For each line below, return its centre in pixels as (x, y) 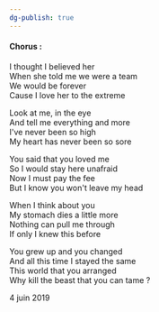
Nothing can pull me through (62, 224)
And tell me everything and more (70, 122)
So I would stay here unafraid (64, 169)
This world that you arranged (63, 271)
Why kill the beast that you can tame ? (80, 280)
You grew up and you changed (66, 251)
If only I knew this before (55, 234)
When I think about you (53, 205)
